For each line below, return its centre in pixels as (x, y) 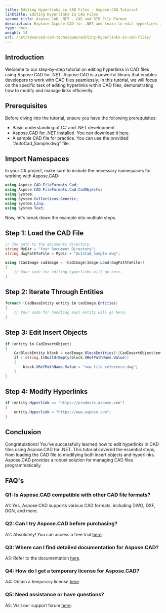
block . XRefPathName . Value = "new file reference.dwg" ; (81, 367)
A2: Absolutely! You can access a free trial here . (54, 534)
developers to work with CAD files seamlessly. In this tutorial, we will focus (81, 80)
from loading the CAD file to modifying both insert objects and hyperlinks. (80, 455)
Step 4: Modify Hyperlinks (46, 392)
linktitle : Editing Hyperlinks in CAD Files (52, 14)
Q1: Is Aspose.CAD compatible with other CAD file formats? (78, 495)
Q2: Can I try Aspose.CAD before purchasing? (61, 524)
